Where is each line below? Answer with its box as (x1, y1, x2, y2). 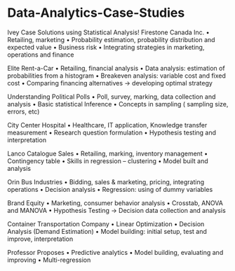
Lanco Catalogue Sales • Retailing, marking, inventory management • (7, 149, 208, 158)
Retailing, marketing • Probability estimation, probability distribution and (7, 35, 215, 43)
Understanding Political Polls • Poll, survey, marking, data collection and (7, 92, 216, 101)
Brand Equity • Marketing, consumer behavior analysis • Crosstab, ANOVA (7, 198, 223, 207)
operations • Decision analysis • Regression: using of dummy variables (7, 185, 213, 193)
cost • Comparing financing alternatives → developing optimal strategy (7, 78, 213, 87)
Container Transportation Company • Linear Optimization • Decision (7, 219, 205, 228)
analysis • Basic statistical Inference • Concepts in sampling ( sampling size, (7, 99, 229, 108)
